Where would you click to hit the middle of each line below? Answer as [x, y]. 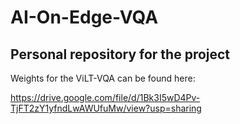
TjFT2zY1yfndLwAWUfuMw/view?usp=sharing [106, 108]
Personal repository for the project [120, 54]
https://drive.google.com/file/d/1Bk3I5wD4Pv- [105, 97]
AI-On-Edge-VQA [84, 17]
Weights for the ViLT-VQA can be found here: [103, 78]
